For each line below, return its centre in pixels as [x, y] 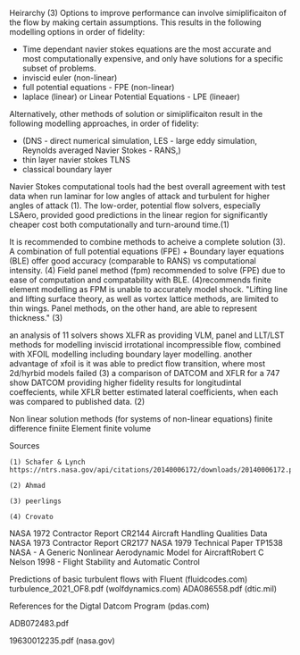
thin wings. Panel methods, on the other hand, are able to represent [133, 308]
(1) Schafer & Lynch [48, 462]
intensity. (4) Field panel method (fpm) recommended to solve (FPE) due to [147, 270]
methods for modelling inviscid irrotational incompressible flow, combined [145, 344]
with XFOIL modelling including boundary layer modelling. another [131, 354]
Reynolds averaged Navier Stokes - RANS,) [101, 150]
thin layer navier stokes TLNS [76, 160]
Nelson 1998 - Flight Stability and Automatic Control [105, 562]
